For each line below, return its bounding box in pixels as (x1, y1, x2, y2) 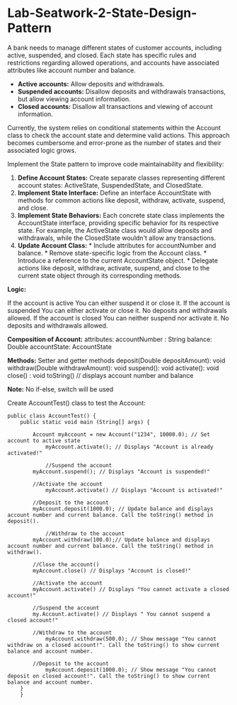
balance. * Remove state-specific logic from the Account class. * (17, 248, 207, 257)
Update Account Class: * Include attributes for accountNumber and (17, 241, 216, 249)
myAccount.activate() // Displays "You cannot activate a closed (33, 585, 230, 592)
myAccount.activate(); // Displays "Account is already (45, 443, 214, 450)
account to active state (7, 437, 81, 444)
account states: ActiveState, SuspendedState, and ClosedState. (17, 180, 204, 189)
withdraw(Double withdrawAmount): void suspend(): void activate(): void (7, 363, 219, 372)
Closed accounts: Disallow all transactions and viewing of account (17, 102, 214, 110)
